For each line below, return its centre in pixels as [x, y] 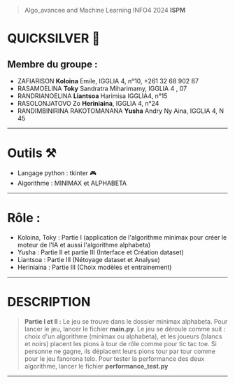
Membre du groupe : [52, 64]
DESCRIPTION [49, 302]
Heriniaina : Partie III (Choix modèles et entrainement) [94, 267]
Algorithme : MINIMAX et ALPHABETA [72, 183]
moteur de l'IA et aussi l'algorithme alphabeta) [84, 245]
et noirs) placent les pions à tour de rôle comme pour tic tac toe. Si [120, 343]
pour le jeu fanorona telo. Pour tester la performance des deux [114, 358]
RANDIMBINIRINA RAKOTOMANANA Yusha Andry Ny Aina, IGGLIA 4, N [121, 111]
